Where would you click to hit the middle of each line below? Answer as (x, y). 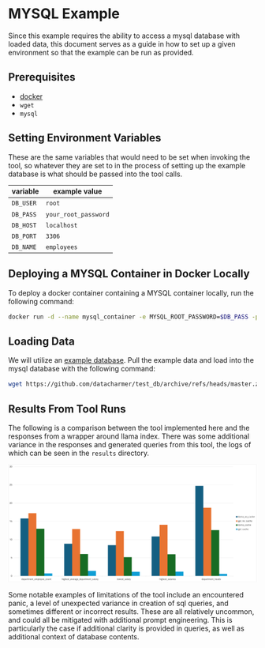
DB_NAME (24, 247)
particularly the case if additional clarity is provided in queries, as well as (126, 628)
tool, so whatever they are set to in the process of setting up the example (127, 165)
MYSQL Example (64, 14)
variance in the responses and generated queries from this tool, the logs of (130, 445)
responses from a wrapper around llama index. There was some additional (129, 436)
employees (62, 247)
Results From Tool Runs (67, 409)
